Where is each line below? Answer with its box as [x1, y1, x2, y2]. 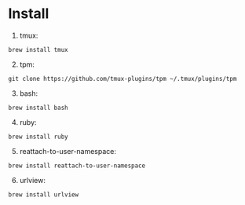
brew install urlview [8, 190, 79, 199]
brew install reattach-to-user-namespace [8, 162, 146, 170]
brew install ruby [8, 133, 68, 141]
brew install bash [8, 104, 68, 112]
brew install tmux [8, 46, 68, 53]
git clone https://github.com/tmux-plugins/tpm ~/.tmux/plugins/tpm [8, 75, 237, 82]
